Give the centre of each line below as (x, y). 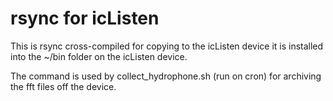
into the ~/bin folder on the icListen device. (99, 56)
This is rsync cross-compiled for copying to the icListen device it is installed (167, 46)
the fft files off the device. (63, 86)
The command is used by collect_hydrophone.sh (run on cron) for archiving (166, 76)
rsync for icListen (85, 18)
